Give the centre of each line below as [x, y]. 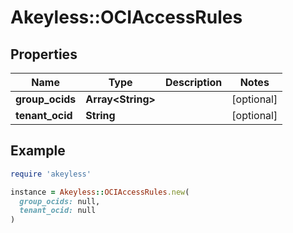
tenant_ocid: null [58, 211]
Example [38, 151]
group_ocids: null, [60, 201]
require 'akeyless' [51, 174]
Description [193, 82]
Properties [44, 54]
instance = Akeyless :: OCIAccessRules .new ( [100, 192]
